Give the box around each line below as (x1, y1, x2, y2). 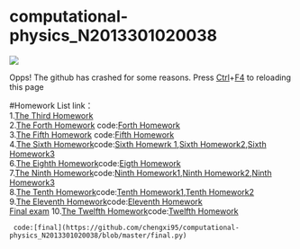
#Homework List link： (9, 100, 94, 111)
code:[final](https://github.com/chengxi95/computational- (13, 223, 241, 232)
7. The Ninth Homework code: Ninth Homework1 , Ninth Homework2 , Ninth (9, 167, 272, 178)
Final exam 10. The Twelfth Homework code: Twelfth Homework (9, 205, 239, 217)
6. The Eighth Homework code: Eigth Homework (9, 157, 182, 168)
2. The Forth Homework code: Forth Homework (9, 120, 180, 130)
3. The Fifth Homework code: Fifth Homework (9, 129, 175, 140)
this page (9, 81, 44, 92)
